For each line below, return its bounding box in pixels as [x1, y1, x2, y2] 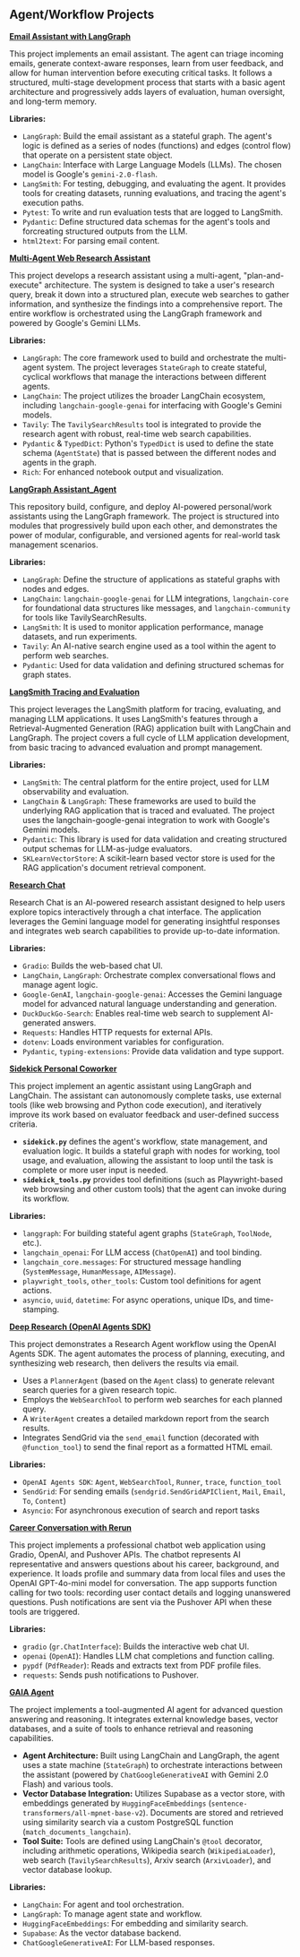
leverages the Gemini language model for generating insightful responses [9, 915, 280, 926]
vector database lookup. [21, 1864, 113, 1875]
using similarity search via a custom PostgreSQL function [21, 1816, 234, 1827]
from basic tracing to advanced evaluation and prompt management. [9, 742, 262, 752]
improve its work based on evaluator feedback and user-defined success [9, 1109, 279, 1120]
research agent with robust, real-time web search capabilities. [21, 428, 252, 439]
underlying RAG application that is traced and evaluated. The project [21, 805, 275, 816]
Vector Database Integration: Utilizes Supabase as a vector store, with [21, 1788, 285, 1798]
